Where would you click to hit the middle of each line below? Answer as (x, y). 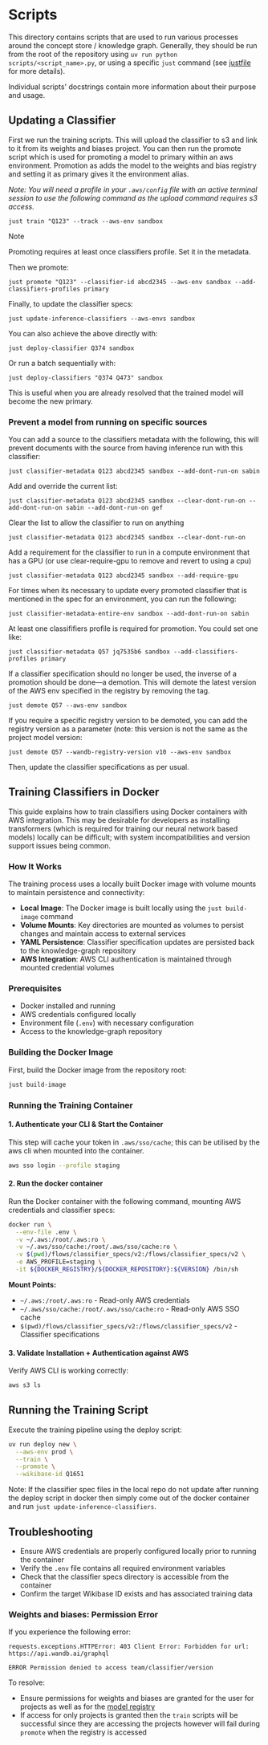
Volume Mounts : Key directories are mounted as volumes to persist (132, 925)
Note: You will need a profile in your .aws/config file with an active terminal (133, 189)
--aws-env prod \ (45, 1452)
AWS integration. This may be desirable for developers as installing (119, 820)
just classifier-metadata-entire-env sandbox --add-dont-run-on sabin (129, 614)
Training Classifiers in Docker (84, 792)
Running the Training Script (78, 1410)
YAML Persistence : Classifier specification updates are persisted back (137, 942)
